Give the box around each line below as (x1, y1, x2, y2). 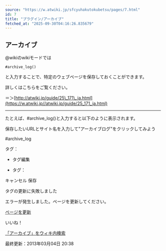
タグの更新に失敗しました (5, 188, 57, 194)
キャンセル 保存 (5, 178, 37, 184)
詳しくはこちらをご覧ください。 (5, 85, 70, 91)
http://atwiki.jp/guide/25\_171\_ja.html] (15, 95, 93, 101)
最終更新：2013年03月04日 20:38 (5, 241, 74, 247)
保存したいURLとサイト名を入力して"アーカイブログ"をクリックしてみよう (5, 126, 156, 132)
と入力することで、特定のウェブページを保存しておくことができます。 (5, 74, 147, 80)
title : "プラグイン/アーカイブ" (5, 16, 64, 21)
